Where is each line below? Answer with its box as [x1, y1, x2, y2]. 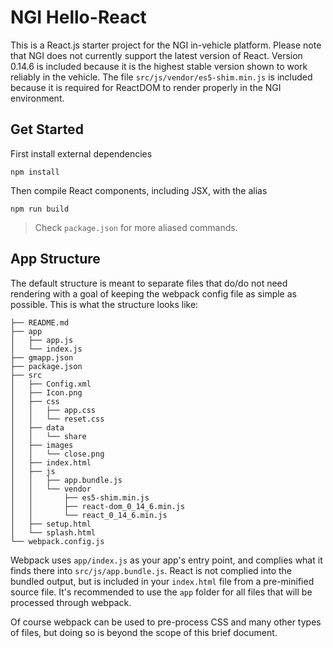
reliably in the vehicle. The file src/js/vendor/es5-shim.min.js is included [10, 71, 313, 83]
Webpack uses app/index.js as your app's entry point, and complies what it [10, 554, 323, 566]
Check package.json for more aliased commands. [34, 221, 238, 233]
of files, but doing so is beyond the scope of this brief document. [10, 626, 278, 638]
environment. [10, 92, 65, 104]
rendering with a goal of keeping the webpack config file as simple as [10, 287, 297, 300]
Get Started [10, 121, 84, 138]
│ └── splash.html [10, 527, 97, 538]
